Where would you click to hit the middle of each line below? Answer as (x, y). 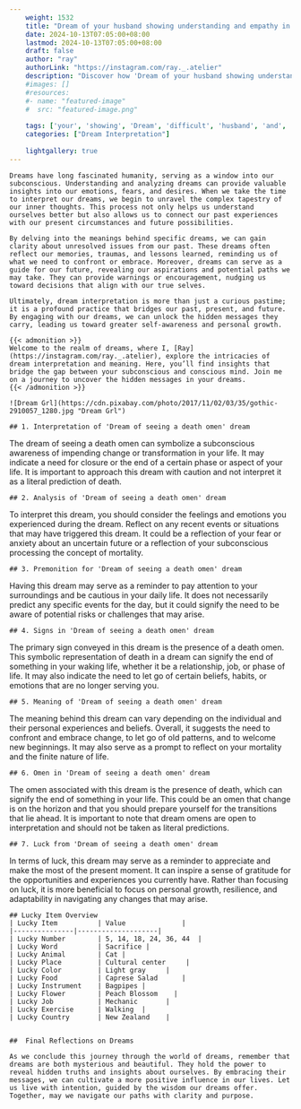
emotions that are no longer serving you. (84, 685)
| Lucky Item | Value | (98, 923)
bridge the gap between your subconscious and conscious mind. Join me (146, 372)
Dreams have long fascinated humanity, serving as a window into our (142, 176)
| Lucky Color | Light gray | (90, 970)
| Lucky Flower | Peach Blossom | (94, 993)
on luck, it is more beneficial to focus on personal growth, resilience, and (143, 889)
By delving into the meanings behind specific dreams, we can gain (138, 238)
